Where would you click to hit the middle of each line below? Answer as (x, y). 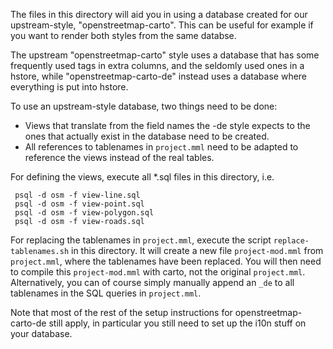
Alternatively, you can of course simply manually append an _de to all (152, 282)
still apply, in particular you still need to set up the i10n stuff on (177, 323)
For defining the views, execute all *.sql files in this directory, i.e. (142, 177)
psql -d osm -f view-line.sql (77, 195)
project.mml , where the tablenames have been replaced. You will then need (166, 261)
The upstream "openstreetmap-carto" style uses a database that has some (165, 55)
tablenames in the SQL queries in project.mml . (106, 293)
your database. (41, 333)
